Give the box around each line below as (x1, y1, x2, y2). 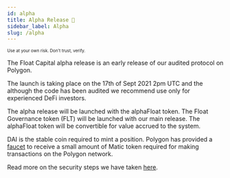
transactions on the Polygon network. (7, 150, 113, 158)
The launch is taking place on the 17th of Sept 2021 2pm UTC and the (7, 80, 203, 88)
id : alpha (7, 10, 36, 17)
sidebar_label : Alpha (7, 23, 69, 30)
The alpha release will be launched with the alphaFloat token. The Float (7, 107, 209, 115)
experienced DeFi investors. (7, 94, 87, 102)
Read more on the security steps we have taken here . (7, 163, 158, 172)
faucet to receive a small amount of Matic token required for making (7, 142, 199, 151)
